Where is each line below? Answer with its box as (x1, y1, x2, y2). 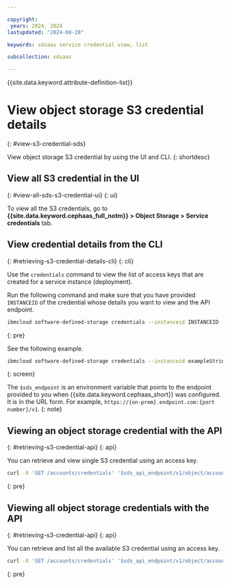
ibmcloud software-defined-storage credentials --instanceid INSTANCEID (7, 318, 219, 326)
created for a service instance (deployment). (7, 277, 133, 285)
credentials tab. (7, 219, 53, 227)
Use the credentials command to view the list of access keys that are (7, 270, 204, 278)
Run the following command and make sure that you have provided (7, 291, 196, 299)
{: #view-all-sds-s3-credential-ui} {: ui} (7, 191, 118, 199)
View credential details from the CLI (7, 239, 163, 250)
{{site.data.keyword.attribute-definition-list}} (7, 78, 133, 86)
